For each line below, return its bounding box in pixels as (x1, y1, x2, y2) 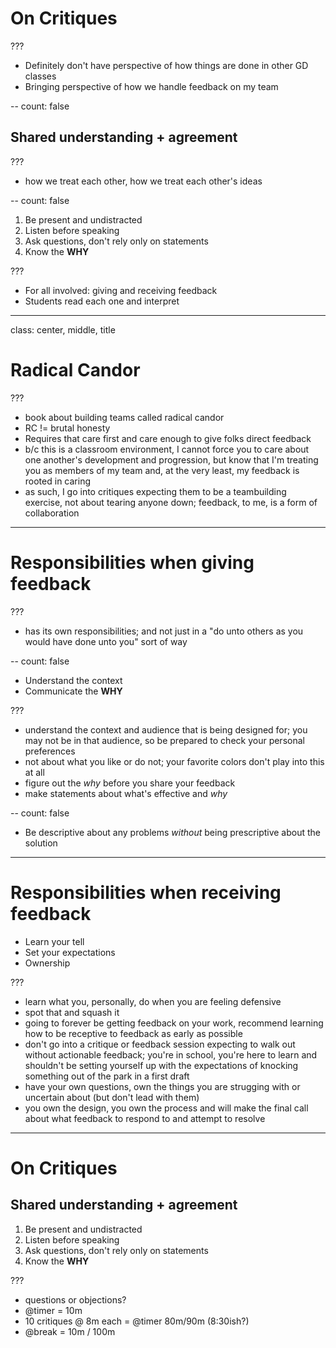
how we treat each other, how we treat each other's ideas (24, 175, 263, 187)
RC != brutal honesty (24, 422, 111, 434)
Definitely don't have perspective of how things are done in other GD (24, 59, 309, 71)
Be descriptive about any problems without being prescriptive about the (24, 826, 322, 838)
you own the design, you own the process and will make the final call (24, 1102, 309, 1114)
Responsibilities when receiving (10, 881, 282, 904)
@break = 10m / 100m (24, 1325, 116, 1337)
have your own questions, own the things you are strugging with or (24, 1080, 301, 1092)
